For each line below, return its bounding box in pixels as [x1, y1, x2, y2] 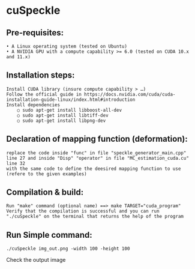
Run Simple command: [6, 229, 93, 240]
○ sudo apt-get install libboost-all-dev [17, 107, 122, 113]
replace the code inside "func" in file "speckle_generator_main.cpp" [6, 150, 187, 156]
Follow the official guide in [6, 91, 82, 97]
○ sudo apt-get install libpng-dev [17, 118, 106, 124]
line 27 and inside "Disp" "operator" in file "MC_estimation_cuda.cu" [6, 155, 189, 161]
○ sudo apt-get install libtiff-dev [17, 112, 109, 118]
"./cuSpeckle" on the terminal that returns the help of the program [6, 214, 184, 220]
